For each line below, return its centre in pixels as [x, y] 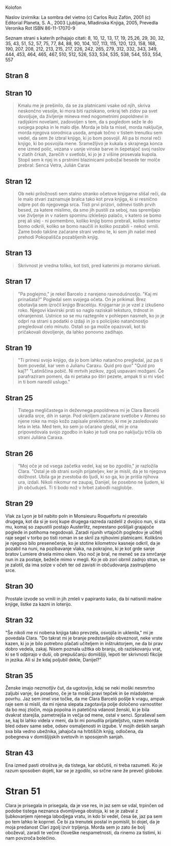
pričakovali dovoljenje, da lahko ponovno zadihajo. [71, 332]
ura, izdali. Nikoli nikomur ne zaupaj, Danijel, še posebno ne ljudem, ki [91, 482]
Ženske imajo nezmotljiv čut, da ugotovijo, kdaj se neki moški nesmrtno [80, 688]
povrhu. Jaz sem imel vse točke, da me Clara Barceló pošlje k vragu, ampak [85, 699]
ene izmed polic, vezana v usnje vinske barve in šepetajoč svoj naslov [91, 149]
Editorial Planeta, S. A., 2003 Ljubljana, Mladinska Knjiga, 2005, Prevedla [82, 23]
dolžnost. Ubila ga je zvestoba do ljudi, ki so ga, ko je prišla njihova [88, 477]
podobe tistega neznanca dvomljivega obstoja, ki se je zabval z [72, 811]
